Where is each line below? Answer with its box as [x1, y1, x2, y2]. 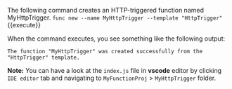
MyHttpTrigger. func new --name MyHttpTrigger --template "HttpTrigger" [7, 13, 223, 22]
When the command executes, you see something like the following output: [7, 34, 226, 43]
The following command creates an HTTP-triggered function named [7, 6, 204, 14]
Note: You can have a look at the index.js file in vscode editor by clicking [7, 67, 222, 74]
